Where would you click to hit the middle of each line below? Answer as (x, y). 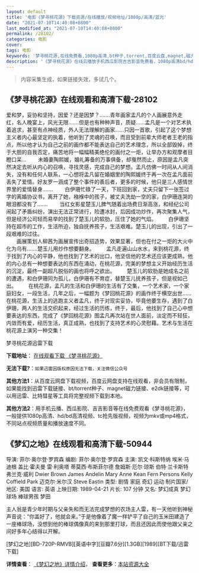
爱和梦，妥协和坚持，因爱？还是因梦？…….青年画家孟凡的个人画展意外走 (94, 115)
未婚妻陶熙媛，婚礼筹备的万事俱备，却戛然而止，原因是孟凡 (111, 160)
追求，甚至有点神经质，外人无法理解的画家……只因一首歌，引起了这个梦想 (101, 130)
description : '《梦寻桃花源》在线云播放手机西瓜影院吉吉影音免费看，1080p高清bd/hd (100, 61)
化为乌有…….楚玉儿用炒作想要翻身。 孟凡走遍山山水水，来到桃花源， (95, 249)
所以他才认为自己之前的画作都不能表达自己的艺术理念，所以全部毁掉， (102, 145)
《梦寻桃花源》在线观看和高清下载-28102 (82, 100)
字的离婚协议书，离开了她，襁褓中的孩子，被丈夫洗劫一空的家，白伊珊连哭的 (99, 197)
